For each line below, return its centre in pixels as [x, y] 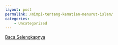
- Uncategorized [31, 23]
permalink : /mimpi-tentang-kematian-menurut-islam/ [59, 14]
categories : [17, 19]
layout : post [18, 10]
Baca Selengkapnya [25, 37]
